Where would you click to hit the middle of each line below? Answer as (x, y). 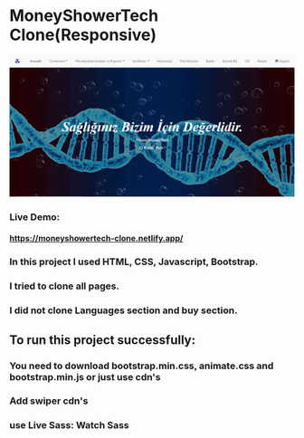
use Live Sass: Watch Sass (69, 425)
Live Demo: (35, 216)
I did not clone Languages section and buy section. (123, 310)
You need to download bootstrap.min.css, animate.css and (142, 366)
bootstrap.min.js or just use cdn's (85, 376)
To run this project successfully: (103, 340)
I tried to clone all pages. (65, 286)
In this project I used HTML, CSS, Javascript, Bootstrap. (134, 262)
